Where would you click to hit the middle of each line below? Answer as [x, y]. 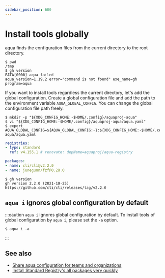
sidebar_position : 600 [28, 10]
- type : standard [23, 148]
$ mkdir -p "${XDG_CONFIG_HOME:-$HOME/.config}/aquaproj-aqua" [71, 117]
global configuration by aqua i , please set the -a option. [62, 220]
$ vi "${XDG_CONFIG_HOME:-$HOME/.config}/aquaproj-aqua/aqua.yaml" [76, 122]
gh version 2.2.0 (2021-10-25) [37, 183]
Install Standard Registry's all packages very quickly [65, 271]
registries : [17, 143]
